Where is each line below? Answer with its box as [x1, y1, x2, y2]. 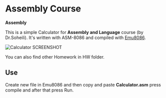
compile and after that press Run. [5, 87, 74, 93]
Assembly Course [5, 3, 81, 14]
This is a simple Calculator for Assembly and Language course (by [5, 29, 143, 35]
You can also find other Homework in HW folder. [5, 53, 105, 60]
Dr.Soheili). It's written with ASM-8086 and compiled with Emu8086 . [5, 34, 146, 40]
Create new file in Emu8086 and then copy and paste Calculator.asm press [5, 81, 161, 87]
